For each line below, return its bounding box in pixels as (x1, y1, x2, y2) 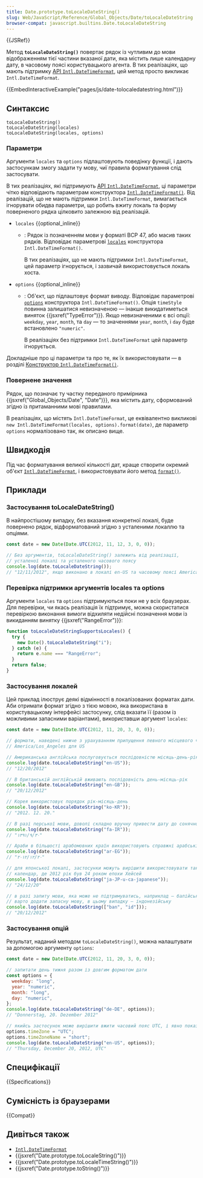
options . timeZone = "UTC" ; (6, 1028, 74, 1035)
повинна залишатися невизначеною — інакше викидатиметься (24, 305, 188, 312)
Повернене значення (6, 376, 72, 384)
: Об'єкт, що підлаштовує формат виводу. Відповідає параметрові (24, 292, 195, 300)
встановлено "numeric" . (24, 324, 85, 332)
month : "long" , (11, 989, 50, 996)
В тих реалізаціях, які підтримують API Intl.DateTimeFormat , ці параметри (6, 182, 196, 189)
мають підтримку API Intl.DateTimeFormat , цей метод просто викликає (6, 68, 189, 75)
